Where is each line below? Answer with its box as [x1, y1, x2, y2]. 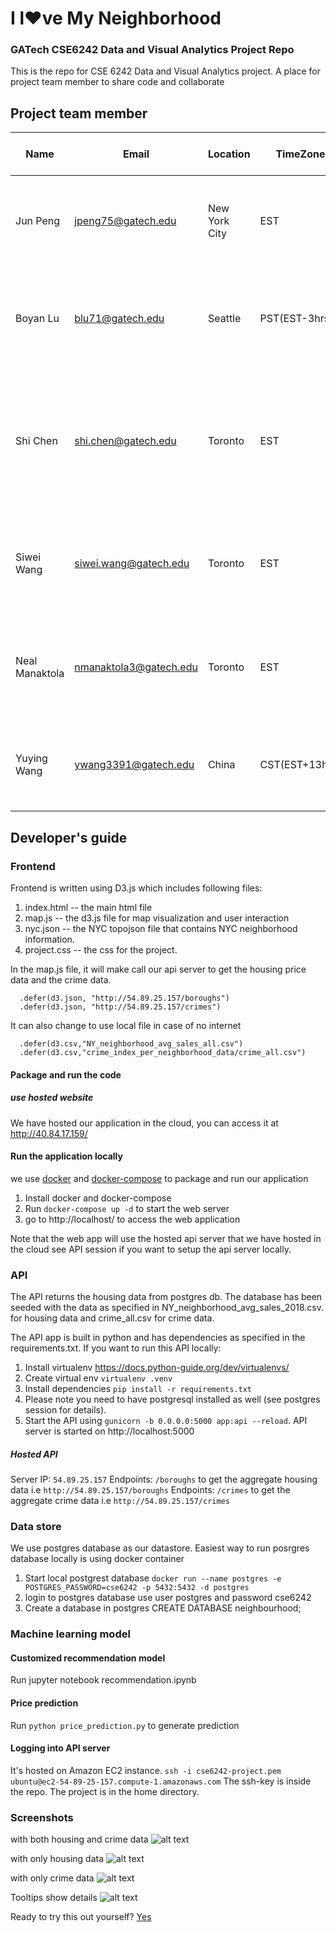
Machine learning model [10, 1627, 131, 1641]
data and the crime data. [10, 973, 112, 986]
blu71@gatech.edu [74, 312, 165, 326]
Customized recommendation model [10, 1652, 166, 1664]
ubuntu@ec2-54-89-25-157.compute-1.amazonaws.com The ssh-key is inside [10, 1775, 312, 1787]
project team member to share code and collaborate [10, 76, 225, 88]
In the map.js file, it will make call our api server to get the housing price [10, 963, 307, 975]
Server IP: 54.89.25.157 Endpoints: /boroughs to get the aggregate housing [10, 1473, 318, 1486]
